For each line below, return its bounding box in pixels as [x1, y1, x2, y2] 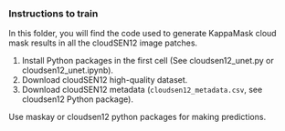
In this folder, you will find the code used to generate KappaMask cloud [8, 28, 277, 39]
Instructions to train [8, 7, 99, 20]
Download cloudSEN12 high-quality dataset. [21, 75, 188, 86]
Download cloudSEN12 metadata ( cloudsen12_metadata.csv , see [21, 85, 263, 96]
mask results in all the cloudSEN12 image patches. [8, 37, 198, 48]
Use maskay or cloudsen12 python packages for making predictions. [8, 112, 267, 123]
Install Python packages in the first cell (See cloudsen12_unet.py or [21, 55, 275, 66]
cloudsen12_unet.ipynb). [21, 65, 114, 76]
